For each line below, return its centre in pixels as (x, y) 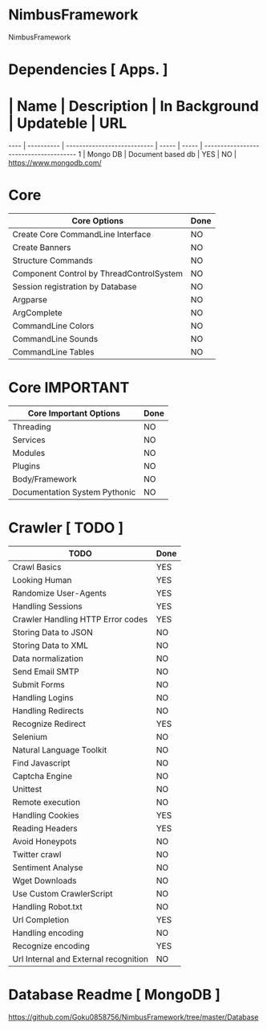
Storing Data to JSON (53, 632)
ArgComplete (37, 313)
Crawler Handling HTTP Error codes (80, 619)
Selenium (30, 737)
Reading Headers (45, 828)
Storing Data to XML (51, 645)
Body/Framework (45, 478)
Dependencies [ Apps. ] (88, 70)
